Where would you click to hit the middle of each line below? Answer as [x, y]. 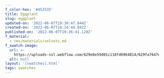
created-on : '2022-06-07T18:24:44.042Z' [47, 28]
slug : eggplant [20, 18]
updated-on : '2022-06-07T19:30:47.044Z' [47, 23]
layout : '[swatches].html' [32, 63]
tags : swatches [20, 68]
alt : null [19, 59]
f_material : [17, 37]
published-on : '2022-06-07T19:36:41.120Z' [49, 32]
